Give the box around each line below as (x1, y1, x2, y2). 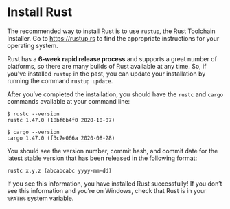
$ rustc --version (7, 111, 60, 118)
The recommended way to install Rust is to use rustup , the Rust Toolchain (7, 27, 216, 35)
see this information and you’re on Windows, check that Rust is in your (7, 186, 207, 195)
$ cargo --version (7, 129, 60, 135)
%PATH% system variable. (7, 194, 74, 202)
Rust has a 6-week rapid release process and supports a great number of (7, 54, 218, 63)
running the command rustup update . (7, 76, 113, 85)
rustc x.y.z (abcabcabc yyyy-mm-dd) (7, 167, 112, 174)
